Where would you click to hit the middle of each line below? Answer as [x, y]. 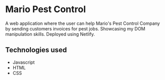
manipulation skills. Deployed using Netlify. [50, 34]
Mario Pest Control [46, 9]
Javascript [24, 62]
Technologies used [36, 50]
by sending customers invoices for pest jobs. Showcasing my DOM [75, 28]
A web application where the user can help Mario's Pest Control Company [82, 23]
